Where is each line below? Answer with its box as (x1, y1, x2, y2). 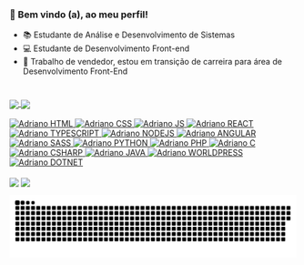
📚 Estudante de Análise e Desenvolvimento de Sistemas (22, 29, 235, 40)
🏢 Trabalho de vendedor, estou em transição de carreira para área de (22, 56, 282, 67)
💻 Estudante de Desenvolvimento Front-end (22, 43, 190, 54)
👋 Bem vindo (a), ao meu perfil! (9, 8, 148, 21)
